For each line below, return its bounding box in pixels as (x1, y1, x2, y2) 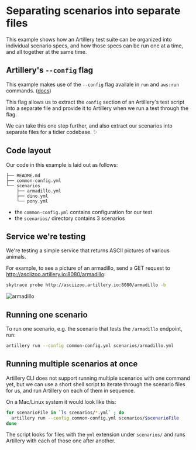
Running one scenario (6, 310, 88, 320)
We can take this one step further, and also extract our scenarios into (6, 122, 173, 129)
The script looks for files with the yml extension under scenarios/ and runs (6, 431, 185, 438)
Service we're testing (6, 231, 86, 241)
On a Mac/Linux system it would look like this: (6, 398, 116, 405)
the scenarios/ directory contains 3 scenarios (14, 215, 125, 222)
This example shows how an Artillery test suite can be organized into (6, 36, 172, 43)
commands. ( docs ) (6, 87, 51, 94)
